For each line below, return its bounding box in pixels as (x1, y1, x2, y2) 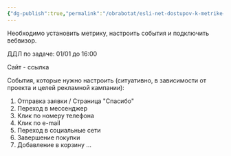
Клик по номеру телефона (16, 111, 95, 120)
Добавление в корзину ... (16, 140, 91, 148)
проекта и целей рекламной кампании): (7, 83, 125, 91)
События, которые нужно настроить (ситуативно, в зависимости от (7, 76, 207, 85)
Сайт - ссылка (7, 63, 49, 71)
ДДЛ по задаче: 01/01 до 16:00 (7, 49, 98, 58)
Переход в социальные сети (16, 126, 101, 134)
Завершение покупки (16, 133, 80, 142)
